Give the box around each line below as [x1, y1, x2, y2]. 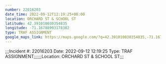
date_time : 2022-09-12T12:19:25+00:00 [5, 12, 85, 17]
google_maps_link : [5, 35, 43, 40]
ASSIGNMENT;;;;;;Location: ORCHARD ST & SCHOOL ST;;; [5, 53, 124, 59]
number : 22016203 [5, 7, 41, 12]
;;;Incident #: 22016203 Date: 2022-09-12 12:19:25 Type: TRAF [5, 48, 133, 54]
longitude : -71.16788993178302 [5, 26, 70, 31]
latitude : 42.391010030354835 [5, 21, 68, 26]
